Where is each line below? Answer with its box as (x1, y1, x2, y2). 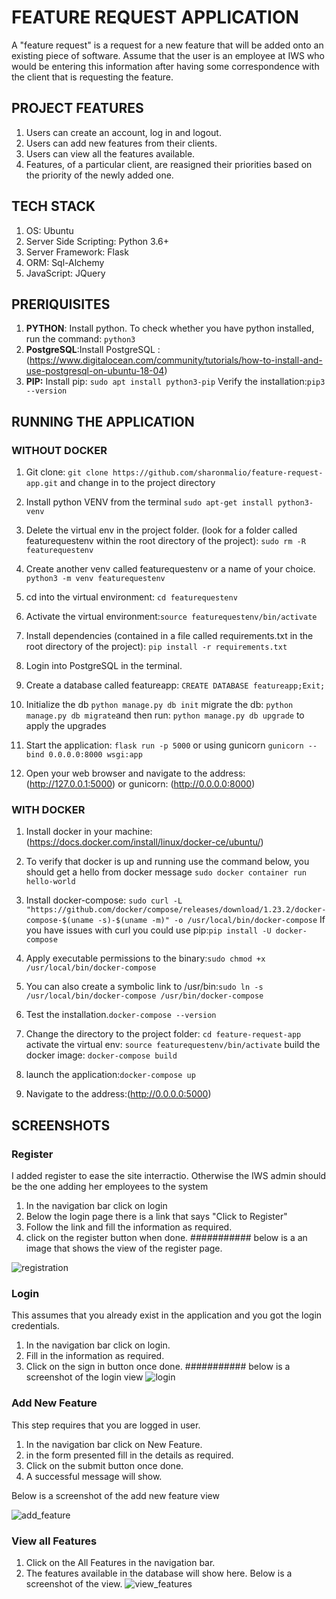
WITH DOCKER (11, 802, 86, 816)
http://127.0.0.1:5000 (29, 778, 113, 790)
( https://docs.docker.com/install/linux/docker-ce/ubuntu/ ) (25, 836, 264, 848)
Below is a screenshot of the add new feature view (11, 1489, 220, 1501)
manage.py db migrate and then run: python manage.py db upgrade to (25, 709, 305, 721)
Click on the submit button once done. (25, 1459, 184, 1471)
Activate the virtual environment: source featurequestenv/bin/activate (25, 611, 318, 623)
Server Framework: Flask (25, 246, 129, 258)
